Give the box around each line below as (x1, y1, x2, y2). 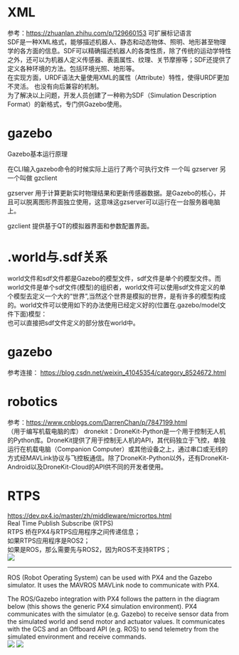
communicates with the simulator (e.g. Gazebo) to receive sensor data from (7, 609, 229, 618)
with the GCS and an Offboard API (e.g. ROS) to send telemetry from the (7, 624, 219, 633)
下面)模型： (13, 309, 48, 318)
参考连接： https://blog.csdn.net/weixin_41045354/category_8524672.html (7, 368, 226, 377)
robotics (7, 393, 58, 410)
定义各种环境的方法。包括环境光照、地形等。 (7, 64, 139, 73)
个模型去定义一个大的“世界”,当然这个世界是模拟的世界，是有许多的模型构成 (7, 292, 226, 300)
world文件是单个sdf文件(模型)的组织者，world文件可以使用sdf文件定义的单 (7, 282, 226, 292)
